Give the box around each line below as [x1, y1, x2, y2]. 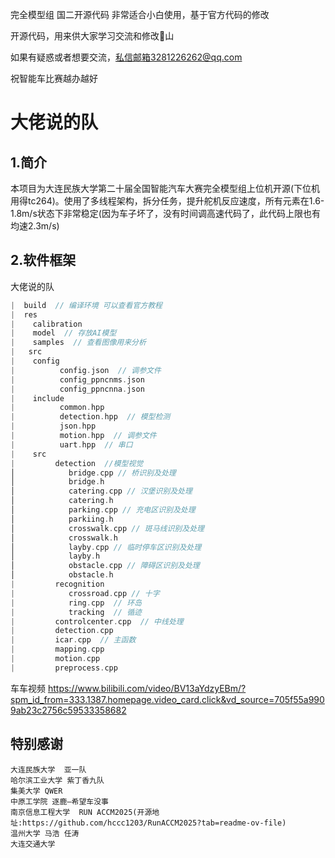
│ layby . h [10, 551, 101, 562]
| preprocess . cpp [10, 663, 118, 673]
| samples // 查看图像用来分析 [10, 338, 147, 348]
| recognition [10, 579, 105, 590]
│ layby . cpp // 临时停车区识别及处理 [10, 542, 202, 552]
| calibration [10, 319, 83, 329]
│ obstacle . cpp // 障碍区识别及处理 [10, 561, 200, 571]
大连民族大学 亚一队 [10, 764, 87, 775]
